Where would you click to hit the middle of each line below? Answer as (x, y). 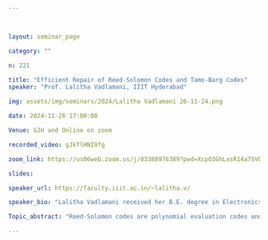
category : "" (30, 51)
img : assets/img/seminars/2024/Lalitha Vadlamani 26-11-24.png (116, 102)
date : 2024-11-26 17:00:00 (53, 116)
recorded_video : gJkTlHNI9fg (57, 144)
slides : (21, 173)
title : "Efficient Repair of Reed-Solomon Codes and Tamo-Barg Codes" (128, 80)
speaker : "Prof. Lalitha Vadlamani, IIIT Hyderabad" (98, 87)
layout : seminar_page (44, 37)
